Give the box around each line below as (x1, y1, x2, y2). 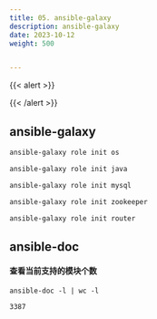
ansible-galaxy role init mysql (9, 180, 132, 190)
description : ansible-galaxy (9, 22, 120, 31)
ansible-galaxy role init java (9, 164, 128, 173)
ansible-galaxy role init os (9, 148, 120, 158)
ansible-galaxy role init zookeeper (9, 197, 148, 206)
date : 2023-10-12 (9, 30, 75, 39)
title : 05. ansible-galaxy (9, 13, 112, 23)
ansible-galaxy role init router (9, 213, 136, 223)
